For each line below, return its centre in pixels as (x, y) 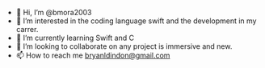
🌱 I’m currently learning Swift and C (75, 38)
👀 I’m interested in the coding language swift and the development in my (136, 21)
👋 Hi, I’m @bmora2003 (54, 12)
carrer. (27, 29)
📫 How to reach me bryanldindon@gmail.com (93, 55)
